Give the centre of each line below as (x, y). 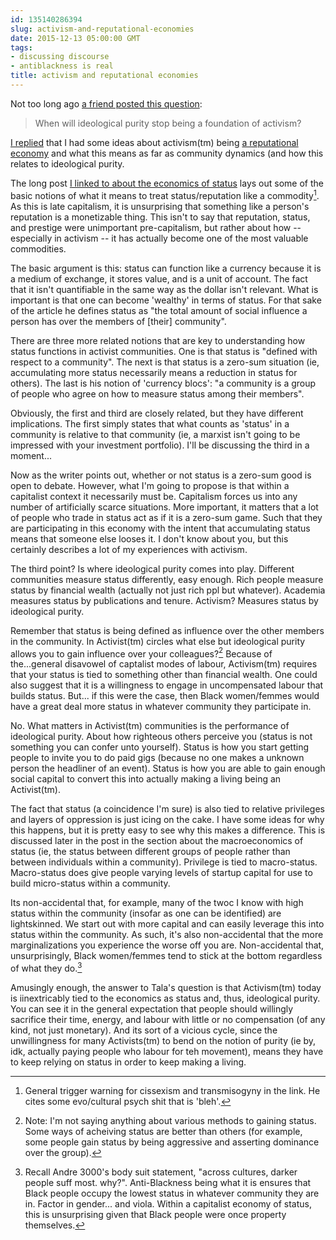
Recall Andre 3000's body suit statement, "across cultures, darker (161, 1172)
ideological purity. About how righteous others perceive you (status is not (161, 737)
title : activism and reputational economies (104, 76)
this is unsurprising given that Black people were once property (155, 1214)
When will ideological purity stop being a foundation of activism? (168, 123)
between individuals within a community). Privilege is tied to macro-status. (164, 862)
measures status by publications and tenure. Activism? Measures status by (164, 600)
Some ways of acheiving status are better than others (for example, (163, 1131)
